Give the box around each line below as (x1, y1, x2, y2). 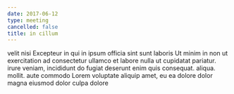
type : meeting (7, 17, 49, 24)
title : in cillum (7, 29, 58, 37)
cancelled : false (7, 23, 58, 30)
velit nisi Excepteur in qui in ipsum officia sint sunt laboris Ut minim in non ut (7, 49, 228, 58)
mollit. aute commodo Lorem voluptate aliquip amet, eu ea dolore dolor (7, 72, 213, 80)
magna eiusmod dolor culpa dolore (7, 79, 109, 88)
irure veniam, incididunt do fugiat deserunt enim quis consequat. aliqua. (7, 64, 216, 72)
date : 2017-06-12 (7, 10, 58, 18)
